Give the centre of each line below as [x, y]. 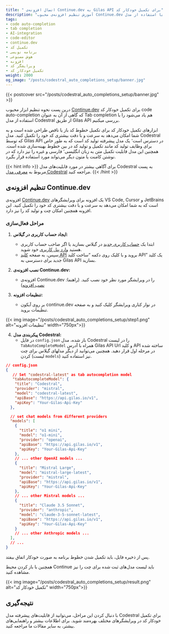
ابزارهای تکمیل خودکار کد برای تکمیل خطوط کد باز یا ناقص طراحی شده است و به [82, 130]
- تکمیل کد [17, 47]
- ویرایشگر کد [21, 66]
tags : [11, 19]
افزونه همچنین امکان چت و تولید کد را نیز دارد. [49, 210]
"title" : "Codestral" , [38, 384]
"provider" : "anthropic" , [46, 510]
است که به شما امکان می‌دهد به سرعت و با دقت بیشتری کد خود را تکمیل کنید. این [82, 205]
